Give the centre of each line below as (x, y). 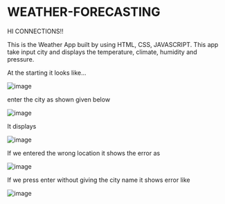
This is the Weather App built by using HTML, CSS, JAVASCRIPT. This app (113, 44)
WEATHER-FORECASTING (84, 12)
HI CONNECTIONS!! (35, 31)
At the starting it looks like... (47, 73)
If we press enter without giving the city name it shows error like (99, 180)
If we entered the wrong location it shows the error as (84, 153)
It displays (22, 126)
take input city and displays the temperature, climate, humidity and (102, 52)
